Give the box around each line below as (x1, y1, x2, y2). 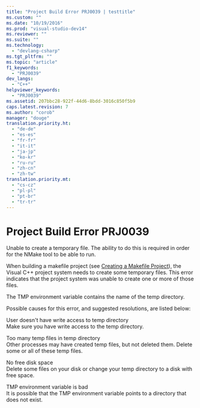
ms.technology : (6, 43, 44, 49)
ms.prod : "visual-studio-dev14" (6, 25, 87, 32)
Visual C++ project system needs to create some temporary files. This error (6, 269, 193, 276)
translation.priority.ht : (6, 121, 71, 127)
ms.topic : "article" (6, 59, 58, 65)
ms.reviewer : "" (6, 31, 47, 37)
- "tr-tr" (11, 199, 36, 205)
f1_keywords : (6, 64, 39, 71)
